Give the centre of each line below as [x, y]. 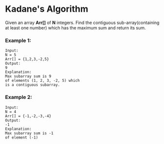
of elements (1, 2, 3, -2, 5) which [42, 81]
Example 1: [18, 40]
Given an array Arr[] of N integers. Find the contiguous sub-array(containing [82, 23]
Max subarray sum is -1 [29, 133]
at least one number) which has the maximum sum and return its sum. [75, 27]
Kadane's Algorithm [47, 9]
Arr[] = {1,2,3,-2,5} [27, 59]
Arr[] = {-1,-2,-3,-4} [28, 116]
